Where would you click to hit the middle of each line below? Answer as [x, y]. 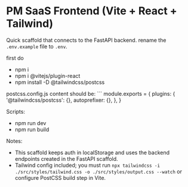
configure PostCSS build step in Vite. [60, 177]
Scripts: [16, 111]
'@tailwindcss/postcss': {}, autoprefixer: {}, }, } [64, 100]
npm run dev [30, 123]
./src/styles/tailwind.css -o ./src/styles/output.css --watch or [98, 172]
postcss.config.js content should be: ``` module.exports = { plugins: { [91, 93]
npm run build [32, 129]
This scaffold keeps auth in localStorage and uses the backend [92, 152]
